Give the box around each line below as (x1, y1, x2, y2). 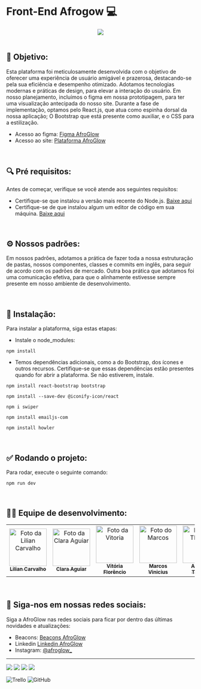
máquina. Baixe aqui (14, 210, 65, 217)
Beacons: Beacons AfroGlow (14, 633, 86, 641)
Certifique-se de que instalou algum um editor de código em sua (14, 203, 175, 210)
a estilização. (6, 119, 39, 126)
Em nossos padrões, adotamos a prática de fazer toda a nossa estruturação (6, 255, 193, 262)
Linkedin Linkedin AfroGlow (14, 640, 83, 647)
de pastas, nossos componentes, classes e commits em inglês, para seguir (6, 261, 191, 268)
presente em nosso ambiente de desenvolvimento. (6, 280, 131, 288)
